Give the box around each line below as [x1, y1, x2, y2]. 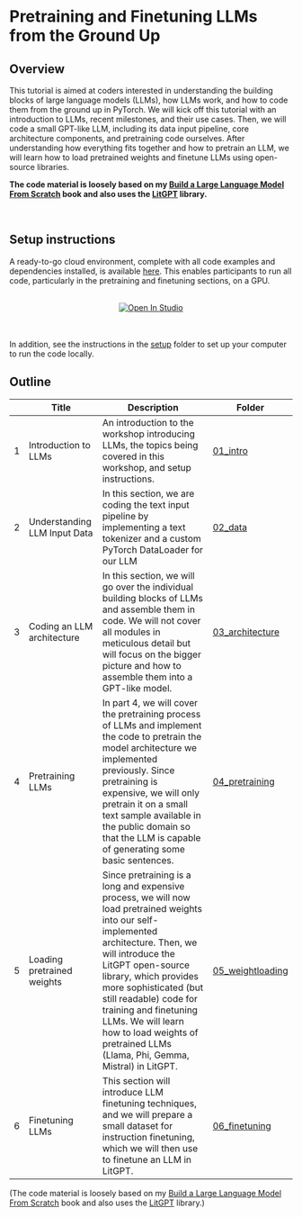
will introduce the [102, 947, 175, 960]
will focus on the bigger [102, 648, 202, 661]
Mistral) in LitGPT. [102, 1059, 178, 1072]
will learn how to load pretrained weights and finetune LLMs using [9, 152, 253, 163]
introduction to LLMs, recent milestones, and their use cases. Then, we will [9, 114, 287, 124]
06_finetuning [212, 1119, 271, 1131]
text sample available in [102, 808, 201, 821]
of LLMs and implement [102, 718, 202, 731]
